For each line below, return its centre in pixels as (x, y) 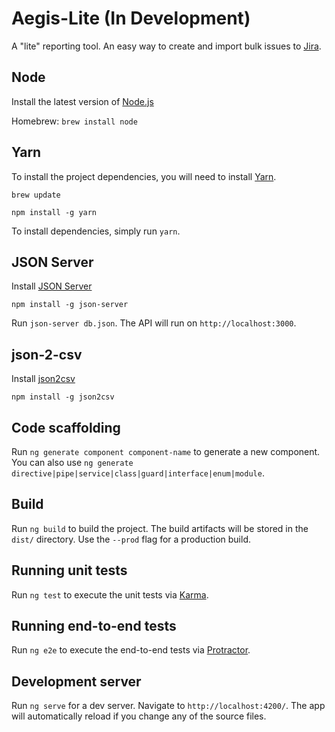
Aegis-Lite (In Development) (131, 18)
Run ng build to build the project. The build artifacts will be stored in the (160, 528)
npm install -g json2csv (63, 397)
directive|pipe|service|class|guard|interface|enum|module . (138, 473)
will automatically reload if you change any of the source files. (139, 716)
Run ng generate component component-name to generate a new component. (166, 451)
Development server (76, 681)
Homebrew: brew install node (74, 121)
